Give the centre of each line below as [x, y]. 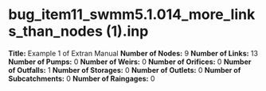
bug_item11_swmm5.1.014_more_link [132, 15]
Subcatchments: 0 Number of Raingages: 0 [82, 78]
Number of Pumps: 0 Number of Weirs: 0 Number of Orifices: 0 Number [130, 62]
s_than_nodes [56, 31]
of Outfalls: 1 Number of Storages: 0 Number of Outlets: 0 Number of [125, 70]
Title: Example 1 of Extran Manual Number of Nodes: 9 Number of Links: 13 [133, 53]
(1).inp [127, 31]
